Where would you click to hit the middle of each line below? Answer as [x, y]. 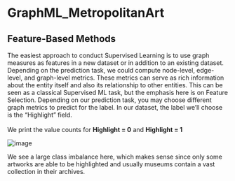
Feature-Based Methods [62, 39]
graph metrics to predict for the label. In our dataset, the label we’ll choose [115, 107]
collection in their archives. [46, 172]
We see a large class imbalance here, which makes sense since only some [115, 157]
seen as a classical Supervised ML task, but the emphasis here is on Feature [117, 93]
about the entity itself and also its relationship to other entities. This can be [115, 85]
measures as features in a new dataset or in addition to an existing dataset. [116, 63]
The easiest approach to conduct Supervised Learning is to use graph [108, 55]
